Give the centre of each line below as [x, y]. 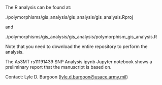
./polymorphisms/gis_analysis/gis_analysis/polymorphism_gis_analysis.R [81, 37]
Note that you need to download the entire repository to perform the [76, 47]
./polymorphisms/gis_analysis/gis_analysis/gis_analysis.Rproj [69, 17]
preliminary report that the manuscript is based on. [58, 67]
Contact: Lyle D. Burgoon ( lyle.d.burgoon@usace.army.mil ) [67, 77]
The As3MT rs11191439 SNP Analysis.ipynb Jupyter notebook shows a [79, 62]
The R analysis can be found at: [38, 7]
